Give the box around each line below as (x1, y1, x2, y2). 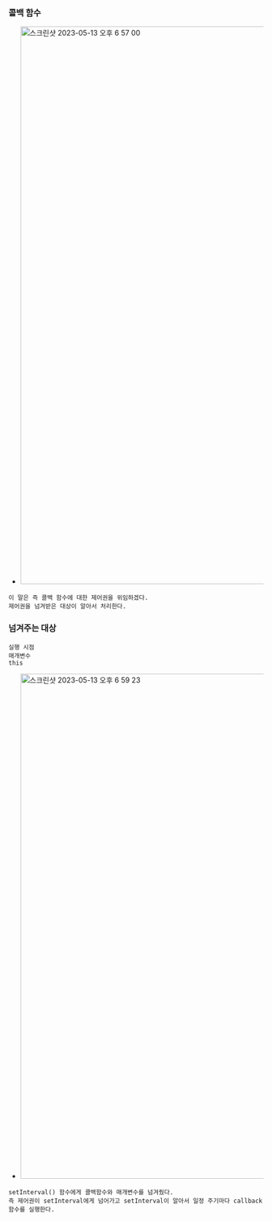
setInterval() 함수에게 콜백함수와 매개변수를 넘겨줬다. (8, 1188, 174, 1196)
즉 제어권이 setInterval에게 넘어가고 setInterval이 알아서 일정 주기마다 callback (8, 1197, 263, 1205)
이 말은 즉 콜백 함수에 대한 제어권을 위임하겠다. (8, 593, 149, 602)
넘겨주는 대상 (8, 623, 57, 634)
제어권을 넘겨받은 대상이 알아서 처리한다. (8, 602, 127, 610)
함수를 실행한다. (8, 1205, 55, 1214)
